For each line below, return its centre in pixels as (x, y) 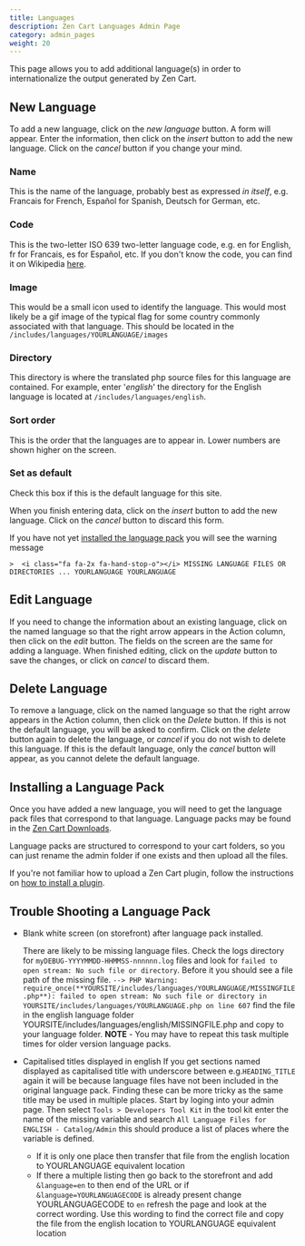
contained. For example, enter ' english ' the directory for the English (135, 388)
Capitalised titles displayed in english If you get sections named (141, 1062)
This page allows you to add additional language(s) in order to (125, 69)
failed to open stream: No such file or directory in (163, 996)
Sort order (33, 420)
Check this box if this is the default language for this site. (116, 493)
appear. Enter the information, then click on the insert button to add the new (151, 139)
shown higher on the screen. (63, 449)
